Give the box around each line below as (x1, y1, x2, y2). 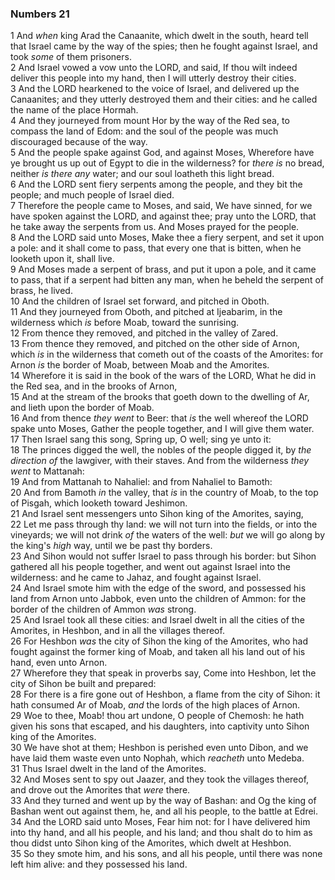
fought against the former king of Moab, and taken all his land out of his (10, 646, 306, 658)
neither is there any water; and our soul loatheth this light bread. (10, 168, 275, 180)
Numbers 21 (10, 7, 70, 21)
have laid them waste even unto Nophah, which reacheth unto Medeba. (10, 752, 305, 764)
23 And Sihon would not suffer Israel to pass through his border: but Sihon (10, 550, 317, 562)
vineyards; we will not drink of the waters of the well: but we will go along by (10, 529, 326, 541)
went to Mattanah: (10, 465, 85, 477)
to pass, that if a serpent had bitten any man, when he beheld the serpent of (10, 274, 324, 286)
